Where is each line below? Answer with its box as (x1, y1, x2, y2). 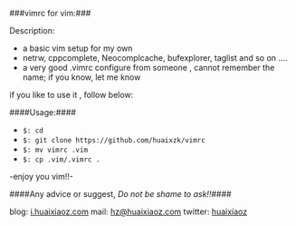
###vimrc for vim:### (9, 8, 91, 18)
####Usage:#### (9, 107, 77, 117)
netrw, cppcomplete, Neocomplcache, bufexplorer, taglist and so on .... (22, 53, 288, 63)
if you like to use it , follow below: (9, 90, 134, 100)
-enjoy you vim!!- (9, 172, 74, 182)
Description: (9, 25, 55, 35)
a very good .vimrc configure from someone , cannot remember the (22, 63, 275, 73)
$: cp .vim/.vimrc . (22, 155, 100, 164)
